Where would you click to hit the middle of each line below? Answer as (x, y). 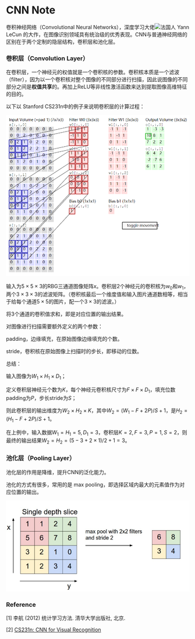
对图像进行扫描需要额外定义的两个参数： (54, 327)
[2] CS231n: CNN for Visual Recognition (54, 630)
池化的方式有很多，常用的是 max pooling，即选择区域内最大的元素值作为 (93, 484)
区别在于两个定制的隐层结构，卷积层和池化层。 (62, 42)
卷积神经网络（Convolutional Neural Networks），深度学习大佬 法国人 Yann (98, 27)
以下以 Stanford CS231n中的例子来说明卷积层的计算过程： (75, 106)
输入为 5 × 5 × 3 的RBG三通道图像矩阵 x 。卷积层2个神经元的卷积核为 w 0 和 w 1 (95, 287)
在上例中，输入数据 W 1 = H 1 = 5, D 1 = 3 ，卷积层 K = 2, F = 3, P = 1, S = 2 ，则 (97, 433)
